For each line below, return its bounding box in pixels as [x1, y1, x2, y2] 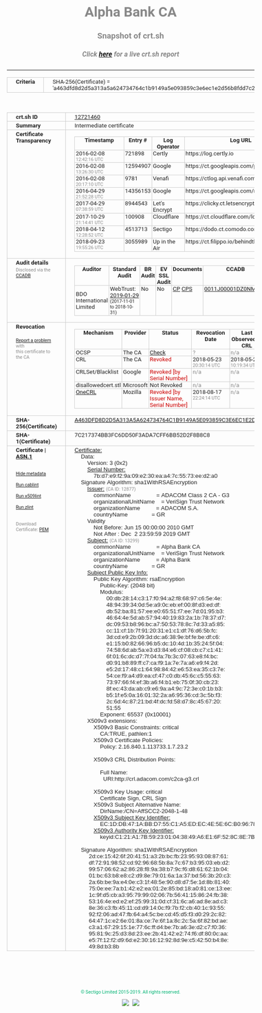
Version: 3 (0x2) [87, 459, 128, 466]
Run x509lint [16, 492, 41, 499]
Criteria [16, 78, 36, 86]
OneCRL [76, 389, 97, 396]
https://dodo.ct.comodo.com [185, 226, 259, 233]
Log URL [230, 137, 252, 144]
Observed [231, 336, 256, 343]
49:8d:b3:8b [88, 943, 120, 950]
